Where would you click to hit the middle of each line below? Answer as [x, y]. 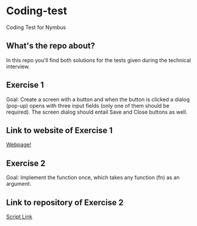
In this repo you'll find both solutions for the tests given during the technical [99, 60]
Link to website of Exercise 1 [59, 130]
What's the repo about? [51, 46]
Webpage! [19, 145]
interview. [18, 66]
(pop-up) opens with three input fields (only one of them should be [88, 105]
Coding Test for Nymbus [36, 27]
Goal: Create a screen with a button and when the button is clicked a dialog [98, 99]
